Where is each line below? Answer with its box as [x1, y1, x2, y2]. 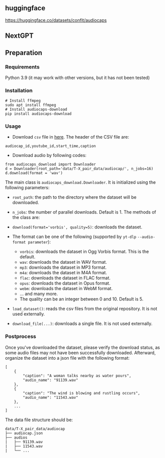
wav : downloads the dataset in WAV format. [19, 259, 107, 265]
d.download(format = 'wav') [5, 171, 63, 176]
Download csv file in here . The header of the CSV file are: [12, 134, 129, 140]
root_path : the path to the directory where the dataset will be [12, 194, 137, 200]
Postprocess [5, 333, 36, 340]
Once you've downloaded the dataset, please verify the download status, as [5, 344, 160, 350]
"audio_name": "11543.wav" [23, 395, 79, 400]
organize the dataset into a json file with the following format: [5, 355, 130, 361]
